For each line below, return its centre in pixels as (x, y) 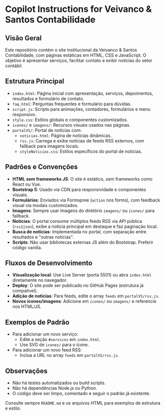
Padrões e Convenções (41, 167)
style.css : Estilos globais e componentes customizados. (70, 120)
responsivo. (24, 114)
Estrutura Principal (35, 81)
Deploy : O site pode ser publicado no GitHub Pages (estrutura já (78, 285)
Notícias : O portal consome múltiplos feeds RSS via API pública (77, 221)
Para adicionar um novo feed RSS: (47, 350)
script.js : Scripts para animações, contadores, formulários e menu (81, 109)
